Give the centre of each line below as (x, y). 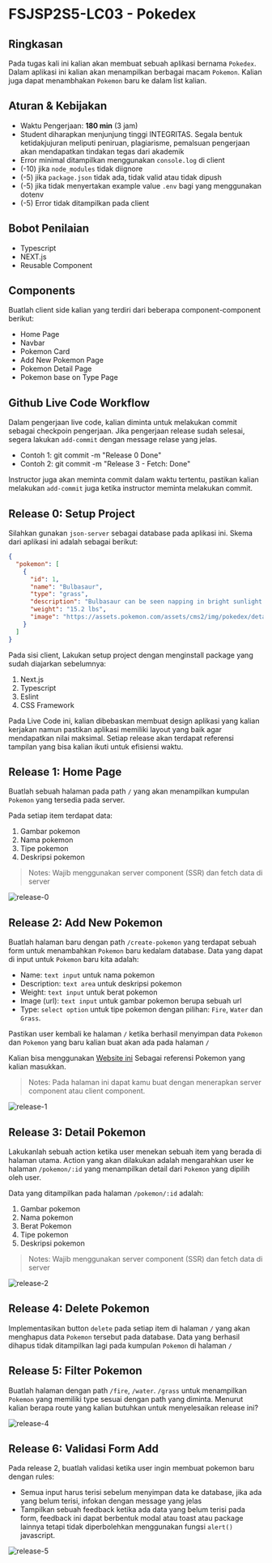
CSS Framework (47, 705)
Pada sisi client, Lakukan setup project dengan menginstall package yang (131, 655)
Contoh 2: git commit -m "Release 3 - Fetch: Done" (105, 464)
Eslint (29, 696)
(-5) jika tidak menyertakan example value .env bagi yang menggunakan (140, 185)
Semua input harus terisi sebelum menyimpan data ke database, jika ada (141, 1493)
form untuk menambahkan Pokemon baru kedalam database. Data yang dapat (136, 951)
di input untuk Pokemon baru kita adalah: (74, 960)
